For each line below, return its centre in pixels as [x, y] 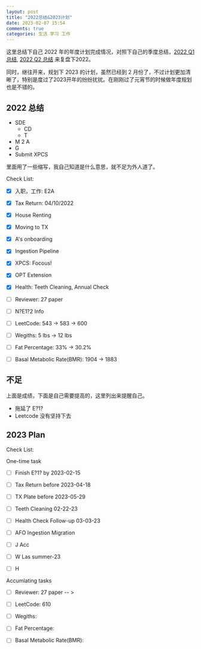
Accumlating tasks [29, 581]
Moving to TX [31, 227]
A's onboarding [33, 239]
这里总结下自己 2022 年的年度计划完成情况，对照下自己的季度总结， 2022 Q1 [100, 52]
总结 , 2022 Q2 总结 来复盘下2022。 [50, 59]
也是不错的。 [22, 87]
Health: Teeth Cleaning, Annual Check [62, 287]
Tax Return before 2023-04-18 [53, 485]
